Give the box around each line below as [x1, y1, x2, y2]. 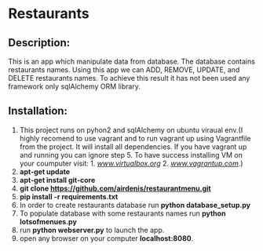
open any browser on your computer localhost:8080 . [19, 233, 194, 243]
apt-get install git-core [19, 175, 96, 184]
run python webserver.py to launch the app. [19, 225, 165, 235]
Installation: [8, 104, 68, 118]
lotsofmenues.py [19, 216, 77, 226]
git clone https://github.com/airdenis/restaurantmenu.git [19, 184, 211, 193]
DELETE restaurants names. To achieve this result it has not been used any [8, 74, 250, 82]
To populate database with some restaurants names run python [19, 209, 226, 218]
